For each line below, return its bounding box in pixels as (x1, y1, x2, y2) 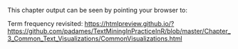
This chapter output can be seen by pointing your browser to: (7, 6, 187, 14)
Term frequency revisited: (7, 20, 83, 27)
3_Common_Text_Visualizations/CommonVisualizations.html (7, 34, 183, 43)
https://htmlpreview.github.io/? (84, 20, 175, 27)
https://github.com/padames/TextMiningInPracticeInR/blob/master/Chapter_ (7, 27, 232, 35)
